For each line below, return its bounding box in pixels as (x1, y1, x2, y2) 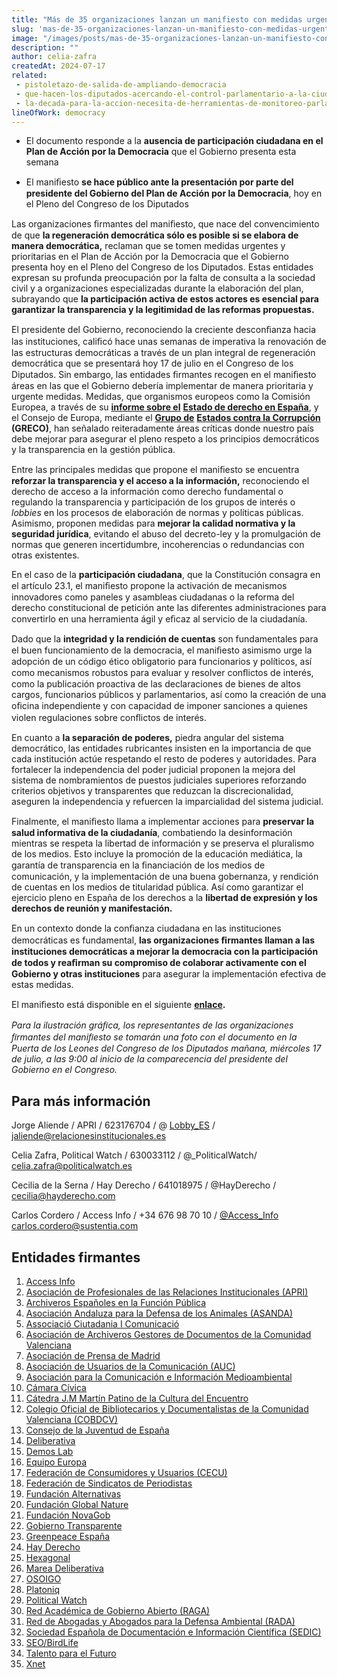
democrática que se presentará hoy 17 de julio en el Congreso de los (11, 357, 294, 370)
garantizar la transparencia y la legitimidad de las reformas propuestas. (11, 304, 315, 316)
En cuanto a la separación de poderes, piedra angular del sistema (11, 732, 284, 744)
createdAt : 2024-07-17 (11, 61, 106, 71)
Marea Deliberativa (25, 1562, 104, 1574)
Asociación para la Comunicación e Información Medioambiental (25, 1371, 293, 1383)
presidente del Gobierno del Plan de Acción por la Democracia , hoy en (25, 187, 323, 200)
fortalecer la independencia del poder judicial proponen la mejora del (11, 764, 296, 776)
